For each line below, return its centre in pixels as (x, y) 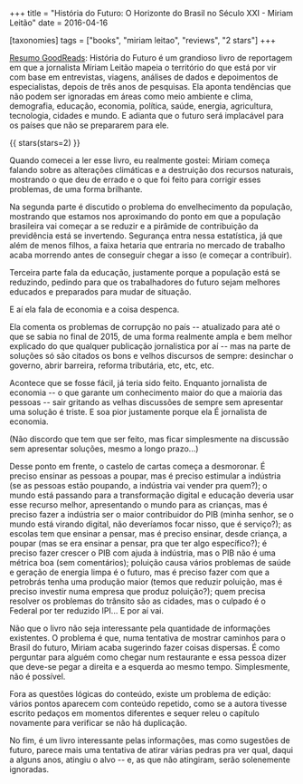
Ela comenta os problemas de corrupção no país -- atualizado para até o (145, 327)
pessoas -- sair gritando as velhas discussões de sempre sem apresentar (147, 402)
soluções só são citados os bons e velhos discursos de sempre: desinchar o (151, 356)
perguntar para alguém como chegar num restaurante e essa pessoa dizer (148, 657)
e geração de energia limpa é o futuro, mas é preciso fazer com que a (139, 572)
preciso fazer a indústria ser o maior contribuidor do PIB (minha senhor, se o (151, 514)
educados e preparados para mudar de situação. (100, 292)
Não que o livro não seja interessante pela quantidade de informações (140, 628)
